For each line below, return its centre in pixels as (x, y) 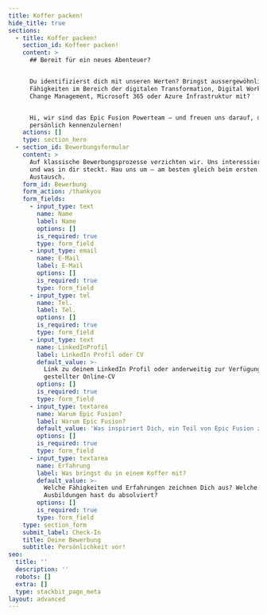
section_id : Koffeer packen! (71, 45)
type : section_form (55, 525)
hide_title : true (37, 23)
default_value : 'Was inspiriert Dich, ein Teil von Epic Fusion (145, 429)
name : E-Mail (58, 259)
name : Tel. (55, 303)
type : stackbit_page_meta (58, 591)
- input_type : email (63, 251)
